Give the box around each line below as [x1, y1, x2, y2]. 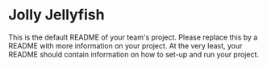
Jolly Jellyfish [8, 6, 105, 24]
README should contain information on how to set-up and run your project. [8, 49, 260, 59]
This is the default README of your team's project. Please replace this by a [8, 32, 258, 42]
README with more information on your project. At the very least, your [8, 40, 243, 50]
